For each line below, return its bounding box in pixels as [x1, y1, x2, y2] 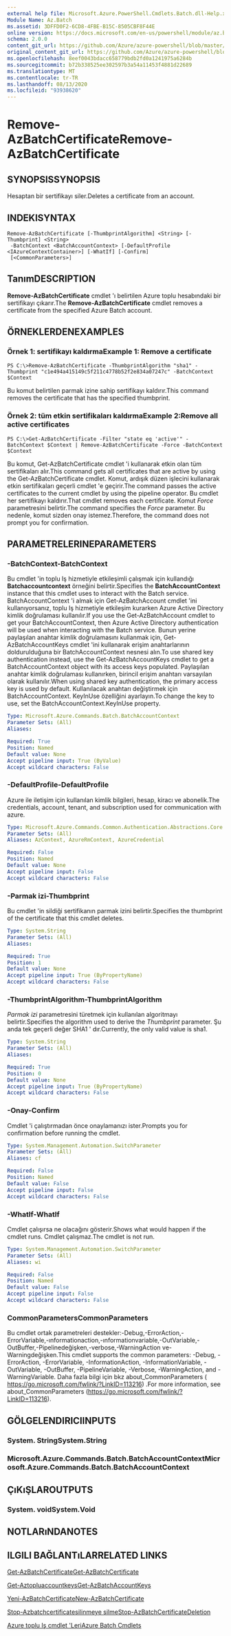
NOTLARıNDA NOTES [7, 1526, 98, 1538]
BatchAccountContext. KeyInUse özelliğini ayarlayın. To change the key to [7, 692, 214, 701]
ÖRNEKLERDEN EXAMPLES [7, 326, 124, 338]
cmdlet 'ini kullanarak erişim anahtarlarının [69, 641, 190, 649]
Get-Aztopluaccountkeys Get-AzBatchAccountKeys [7, 1581, 151, 1589]
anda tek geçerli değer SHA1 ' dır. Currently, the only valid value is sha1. [7, 1025, 208, 1033]
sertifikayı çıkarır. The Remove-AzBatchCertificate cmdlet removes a [7, 298, 203, 307]
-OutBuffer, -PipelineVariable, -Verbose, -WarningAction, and [43, 1365, 217, 1374]
